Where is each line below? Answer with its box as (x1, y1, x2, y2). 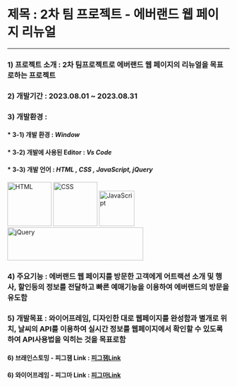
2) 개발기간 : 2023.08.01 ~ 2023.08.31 (7, 91, 138, 101)
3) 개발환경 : (7, 111, 48, 121)
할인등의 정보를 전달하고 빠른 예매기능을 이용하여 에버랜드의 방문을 (17, 282, 229, 292)
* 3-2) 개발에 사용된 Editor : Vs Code (7, 147, 112, 156)
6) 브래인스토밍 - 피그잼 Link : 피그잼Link (7, 354, 121, 362)
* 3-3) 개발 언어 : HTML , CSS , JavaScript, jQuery (7, 165, 153, 174)
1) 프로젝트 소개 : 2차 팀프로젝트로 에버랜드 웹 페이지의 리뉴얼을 (7, 59, 209, 69)
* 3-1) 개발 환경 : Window (7, 131, 80, 139)
